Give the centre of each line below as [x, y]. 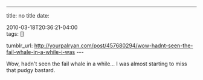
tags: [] [15, 34]
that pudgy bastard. [31, 70]
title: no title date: [28, 15]
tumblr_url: [20, 45]
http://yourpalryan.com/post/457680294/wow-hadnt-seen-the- [114, 45]
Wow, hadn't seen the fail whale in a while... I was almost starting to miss [97, 64]
